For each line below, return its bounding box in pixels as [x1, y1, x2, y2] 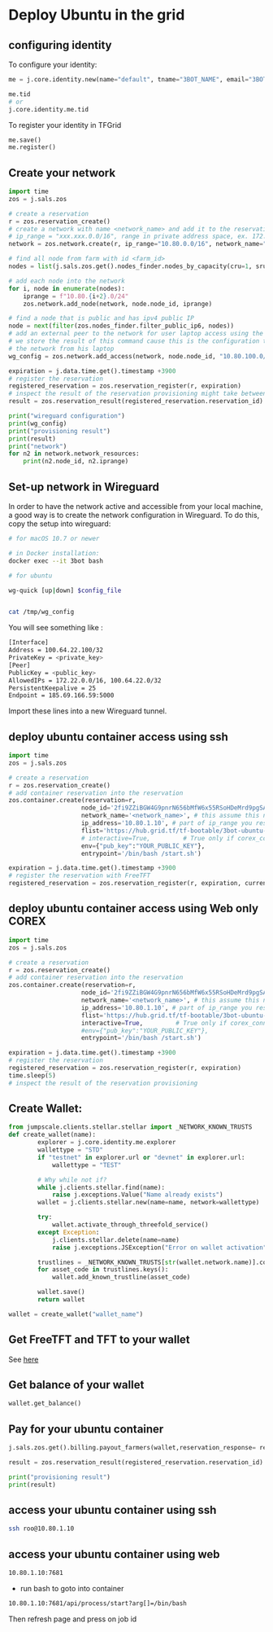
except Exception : [37, 1228, 100, 1236]
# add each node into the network [8, 277, 126, 285]
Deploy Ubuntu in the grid [8, 6, 185, 24]
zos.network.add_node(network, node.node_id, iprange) [23, 300, 213, 308]
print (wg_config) [8, 419, 67, 428]
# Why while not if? [37, 1175, 107, 1184]
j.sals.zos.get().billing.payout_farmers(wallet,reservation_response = [8, 1444, 256, 1452]
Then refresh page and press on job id [8, 1614, 137, 1624]
